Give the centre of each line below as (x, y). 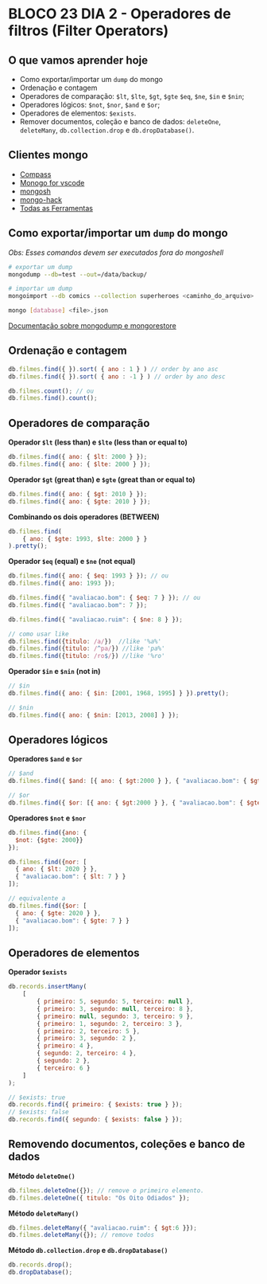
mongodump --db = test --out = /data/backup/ (78, 274)
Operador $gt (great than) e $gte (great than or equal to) (102, 480)
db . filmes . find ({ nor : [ (48, 862)
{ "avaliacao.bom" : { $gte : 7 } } (72, 921)
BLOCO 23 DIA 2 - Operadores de (120, 14)
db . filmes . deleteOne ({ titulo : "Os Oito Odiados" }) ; (99, 1198)
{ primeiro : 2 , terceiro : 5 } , (89, 1031)
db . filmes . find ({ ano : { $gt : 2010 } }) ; (78, 494)
